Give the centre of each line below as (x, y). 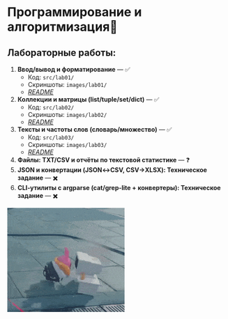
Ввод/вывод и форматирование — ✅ (74, 69)
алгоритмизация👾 (63, 27)
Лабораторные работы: (62, 53)
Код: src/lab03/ (51, 137)
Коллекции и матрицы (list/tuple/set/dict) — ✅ (88, 99)
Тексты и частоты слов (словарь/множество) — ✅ (94, 129)
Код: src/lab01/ (51, 77)
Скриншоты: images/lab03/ (67, 145)
